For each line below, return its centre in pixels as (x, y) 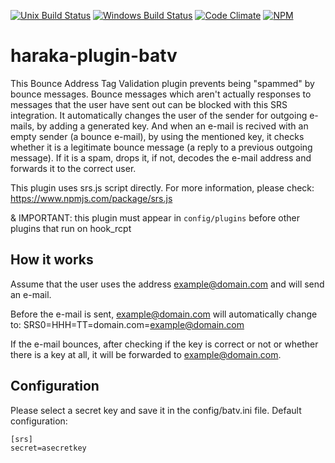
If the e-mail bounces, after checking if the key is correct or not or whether (164, 344)
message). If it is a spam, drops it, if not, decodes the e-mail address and (161, 157)
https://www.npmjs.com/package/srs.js (91, 198)
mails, (22, 126)
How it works (52, 260)
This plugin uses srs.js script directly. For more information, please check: (162, 187)
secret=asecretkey (48, 448)
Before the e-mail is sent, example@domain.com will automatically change (164, 314)
